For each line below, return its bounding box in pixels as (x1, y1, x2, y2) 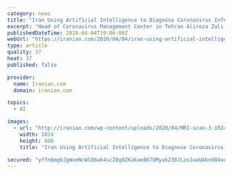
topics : (7, 99, 30, 106)
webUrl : (7, 36, 30, 43)
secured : (7, 156, 32, 163)
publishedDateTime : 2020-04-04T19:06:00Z (7, 29, 128, 37)
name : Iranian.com (13, 80, 67, 87)
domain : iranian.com (13, 87, 72, 94)
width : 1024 (19, 130, 54, 138)
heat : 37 (7, 55, 32, 62)
